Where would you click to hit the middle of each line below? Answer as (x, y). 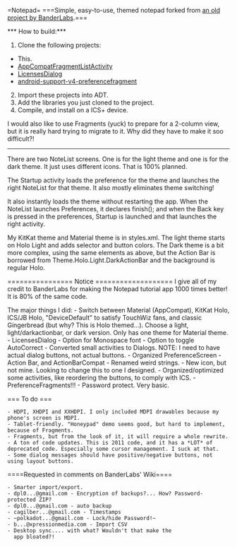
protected (22, 500)
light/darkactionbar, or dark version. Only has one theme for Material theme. (118, 333)
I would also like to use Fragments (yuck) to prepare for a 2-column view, (114, 124)
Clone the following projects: (59, 45)
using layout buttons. (41, 461)
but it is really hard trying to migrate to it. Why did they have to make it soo (115, 131)
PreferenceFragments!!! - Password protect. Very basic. (88, 385)
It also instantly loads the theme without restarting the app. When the (108, 201)
